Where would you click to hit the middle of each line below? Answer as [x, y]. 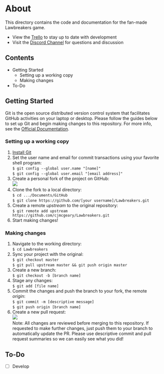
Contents [20, 58]
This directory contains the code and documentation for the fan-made [76, 22]
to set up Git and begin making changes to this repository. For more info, [79, 124]
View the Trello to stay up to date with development [64, 37]
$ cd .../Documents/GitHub [40, 195]
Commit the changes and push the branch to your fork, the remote [80, 291]
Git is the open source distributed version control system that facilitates [78, 113]
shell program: [27, 163]
